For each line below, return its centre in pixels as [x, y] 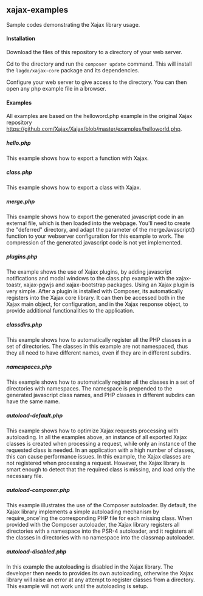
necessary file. [25, 476]
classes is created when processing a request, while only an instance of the [101, 444]
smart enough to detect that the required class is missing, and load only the [101, 470]
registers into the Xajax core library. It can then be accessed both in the [96, 298]
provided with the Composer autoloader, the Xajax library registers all [93, 524]
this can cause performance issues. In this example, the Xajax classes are [99, 456]
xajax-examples [37, 10]
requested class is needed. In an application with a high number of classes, [101, 450]
